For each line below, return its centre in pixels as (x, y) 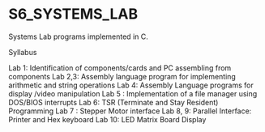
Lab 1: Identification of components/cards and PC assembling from (120, 68)
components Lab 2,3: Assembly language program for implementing (122, 76)
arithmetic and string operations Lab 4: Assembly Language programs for (131, 85)
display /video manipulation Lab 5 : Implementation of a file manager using (133, 93)
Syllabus (23, 52)
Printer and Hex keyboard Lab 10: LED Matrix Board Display (107, 119)
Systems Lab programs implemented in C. (78, 36)
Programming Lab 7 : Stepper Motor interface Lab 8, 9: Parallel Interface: (130, 111)
